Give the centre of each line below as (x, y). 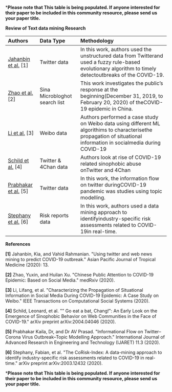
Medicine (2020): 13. (27, 265)
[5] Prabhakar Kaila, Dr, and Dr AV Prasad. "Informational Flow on (74, 331)
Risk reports (54, 215)
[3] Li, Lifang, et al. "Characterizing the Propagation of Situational (74, 290)
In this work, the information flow (120, 178)
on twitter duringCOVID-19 (113, 185)
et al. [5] (18, 191)
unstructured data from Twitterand (122, 56)
